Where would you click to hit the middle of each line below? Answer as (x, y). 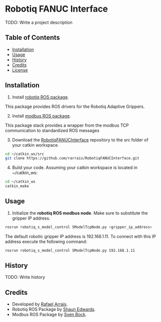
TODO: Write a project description (39, 22)
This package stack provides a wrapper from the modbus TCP (67, 125)
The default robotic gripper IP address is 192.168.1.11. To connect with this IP (80, 236)
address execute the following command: (46, 241)
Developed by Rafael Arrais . (40, 304)
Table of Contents (33, 38)
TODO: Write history (25, 277)
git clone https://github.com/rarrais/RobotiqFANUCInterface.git (72, 158)
